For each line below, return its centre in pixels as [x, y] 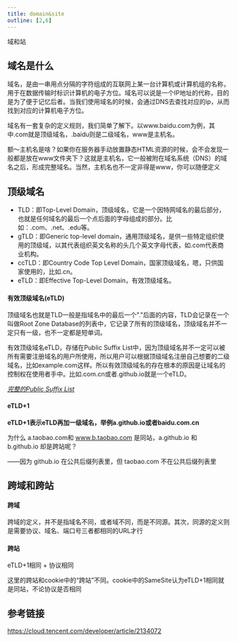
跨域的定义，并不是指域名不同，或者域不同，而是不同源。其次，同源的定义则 [119, 522]
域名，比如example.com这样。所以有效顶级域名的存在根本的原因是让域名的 [116, 365]
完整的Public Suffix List [41, 389]
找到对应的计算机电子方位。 [48, 111]
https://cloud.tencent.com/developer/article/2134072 [85, 631]
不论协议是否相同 [56, 589]
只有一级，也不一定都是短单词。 [60, 333]
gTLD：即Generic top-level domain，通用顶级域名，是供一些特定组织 [118, 237]
